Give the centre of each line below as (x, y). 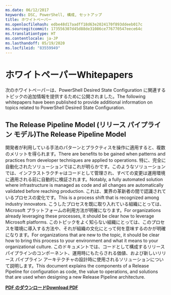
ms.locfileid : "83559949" (33, 48)
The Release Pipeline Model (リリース (66, 125)
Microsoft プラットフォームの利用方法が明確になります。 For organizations (83, 210)
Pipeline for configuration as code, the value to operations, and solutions (82, 272)
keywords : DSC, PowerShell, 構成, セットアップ (54, 15)
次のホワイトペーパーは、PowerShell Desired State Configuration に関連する (86, 90)
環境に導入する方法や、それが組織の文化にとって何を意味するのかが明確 (90, 229)
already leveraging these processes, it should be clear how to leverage (80, 216)
